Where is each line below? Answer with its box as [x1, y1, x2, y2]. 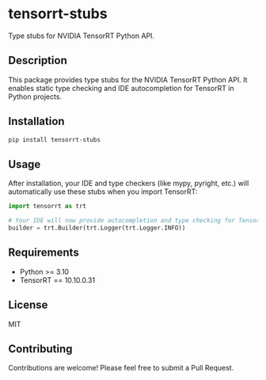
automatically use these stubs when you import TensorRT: [8, 187, 198, 196]
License [8, 298, 48, 312]
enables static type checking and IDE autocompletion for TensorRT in [8, 83, 235, 93]
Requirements [8, 246, 79, 260]
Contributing [8, 342, 73, 355]
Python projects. [8, 92, 62, 101]
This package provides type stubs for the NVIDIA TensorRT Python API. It [8, 74, 248, 84]
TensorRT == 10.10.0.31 [19, 275, 96, 285]
